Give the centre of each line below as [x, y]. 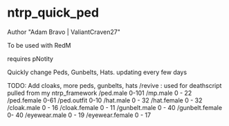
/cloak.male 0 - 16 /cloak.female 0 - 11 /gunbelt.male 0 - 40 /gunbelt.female [115, 107]
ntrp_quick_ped [53, 13]
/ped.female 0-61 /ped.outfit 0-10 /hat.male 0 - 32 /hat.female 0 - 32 [105, 100]
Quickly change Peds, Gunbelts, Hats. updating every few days [97, 72]
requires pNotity [30, 58]
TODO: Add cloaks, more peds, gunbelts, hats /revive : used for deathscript [114, 85]
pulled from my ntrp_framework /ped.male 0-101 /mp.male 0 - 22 [100, 93]
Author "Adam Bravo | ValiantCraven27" [64, 32]
